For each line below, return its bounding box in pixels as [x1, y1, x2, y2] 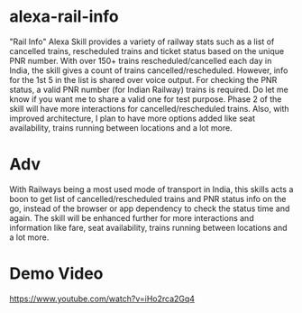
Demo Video [9, 263, 104, 284]
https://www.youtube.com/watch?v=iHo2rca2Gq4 [9, 293, 196, 304]
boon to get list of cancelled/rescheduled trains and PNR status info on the [9, 193, 287, 204]
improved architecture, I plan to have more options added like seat [9, 113, 255, 124]
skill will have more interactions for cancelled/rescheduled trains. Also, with [9, 103, 290, 114]
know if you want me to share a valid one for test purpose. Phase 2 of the [9, 93, 282, 105]
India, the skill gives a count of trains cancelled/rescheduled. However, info [9, 65, 288, 76]
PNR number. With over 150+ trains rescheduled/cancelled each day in [9, 55, 272, 66]
